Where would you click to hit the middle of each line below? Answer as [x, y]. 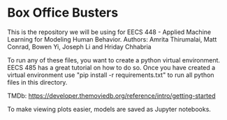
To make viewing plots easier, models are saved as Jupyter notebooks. [109, 109]
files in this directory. [37, 82]
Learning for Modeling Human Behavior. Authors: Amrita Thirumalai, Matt [112, 39]
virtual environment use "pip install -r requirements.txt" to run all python [111, 75]
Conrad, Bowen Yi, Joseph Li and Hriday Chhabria [79, 46]
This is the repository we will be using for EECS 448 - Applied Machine [109, 32]
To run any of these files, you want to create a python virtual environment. [114, 60]
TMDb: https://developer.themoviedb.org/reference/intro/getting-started [111, 96]
